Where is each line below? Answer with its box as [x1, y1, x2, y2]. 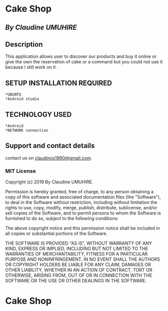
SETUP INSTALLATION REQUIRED [5, 79, 113, 87]
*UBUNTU [5, 92, 22, 97]
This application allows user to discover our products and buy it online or [5, 53, 157, 59]
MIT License [5, 167, 36, 174]
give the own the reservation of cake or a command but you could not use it [5, 59, 163, 65]
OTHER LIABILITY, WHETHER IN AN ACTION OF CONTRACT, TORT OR [5, 267, 152, 273]
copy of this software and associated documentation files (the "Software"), [5, 194, 161, 200]
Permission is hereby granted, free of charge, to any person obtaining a [5, 189, 154, 195]
